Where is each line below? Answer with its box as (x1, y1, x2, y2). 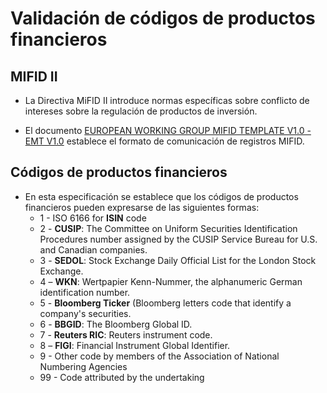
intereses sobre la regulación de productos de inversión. (24, 105, 258, 117)
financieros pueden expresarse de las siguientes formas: (24, 201, 260, 213)
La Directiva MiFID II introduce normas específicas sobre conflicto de (24, 95, 310, 106)
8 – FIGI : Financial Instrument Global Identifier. (39, 339, 231, 351)
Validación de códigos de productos (10, 7, 316, 30)
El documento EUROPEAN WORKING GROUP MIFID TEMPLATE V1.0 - (24, 125, 312, 136)
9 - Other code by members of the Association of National (39, 350, 280, 362)
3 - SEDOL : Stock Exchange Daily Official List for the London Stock (39, 254, 317, 266)
